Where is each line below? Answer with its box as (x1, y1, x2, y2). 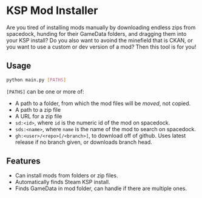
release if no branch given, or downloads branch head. (15, 138, 153, 146)
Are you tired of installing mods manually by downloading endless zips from (6, 24, 196, 31)
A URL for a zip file (15, 112, 62, 120)
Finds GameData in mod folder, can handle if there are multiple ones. (15, 185, 187, 192)
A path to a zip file (15, 106, 61, 113)
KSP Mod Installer (6, 4, 98, 18)
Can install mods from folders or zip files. (15, 172, 118, 179)
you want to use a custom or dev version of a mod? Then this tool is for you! (6, 43, 197, 50)
